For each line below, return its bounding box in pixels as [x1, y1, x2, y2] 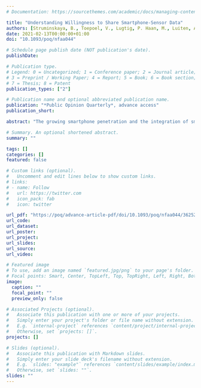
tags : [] [6, 146, 28, 152]
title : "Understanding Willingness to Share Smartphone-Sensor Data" [6, 19, 184, 26]
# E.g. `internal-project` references [6, 323, 109, 329]
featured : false [6, 157, 47, 163]
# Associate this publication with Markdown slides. [6, 350, 146, 357]
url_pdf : [6, 212, 28, 218]
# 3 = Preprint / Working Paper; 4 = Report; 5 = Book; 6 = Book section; [6, 74, 197, 81]
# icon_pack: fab [6, 195, 55, 201]
